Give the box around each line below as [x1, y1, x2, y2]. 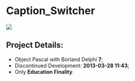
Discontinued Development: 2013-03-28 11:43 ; [14, 62, 130, 69]
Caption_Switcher [6, 4, 96, 18]
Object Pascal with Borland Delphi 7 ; [14, 56, 103, 63]
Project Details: [6, 40, 63, 50]
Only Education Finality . [14, 68, 75, 75]
